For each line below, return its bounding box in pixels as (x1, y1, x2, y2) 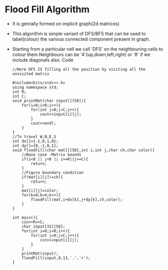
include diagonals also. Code (12, 56, 74, 63)
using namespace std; (12, 85, 58, 90)
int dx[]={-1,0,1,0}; (12, 139, 58, 144)
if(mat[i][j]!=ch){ (22, 175, 64, 180)
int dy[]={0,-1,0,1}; (12, 143, 58, 148)
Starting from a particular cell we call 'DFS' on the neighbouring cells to (12, 46, 163, 52)
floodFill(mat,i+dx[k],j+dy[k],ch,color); (31, 197, 123, 202)
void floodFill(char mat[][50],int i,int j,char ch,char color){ (12, 147, 155, 152)
